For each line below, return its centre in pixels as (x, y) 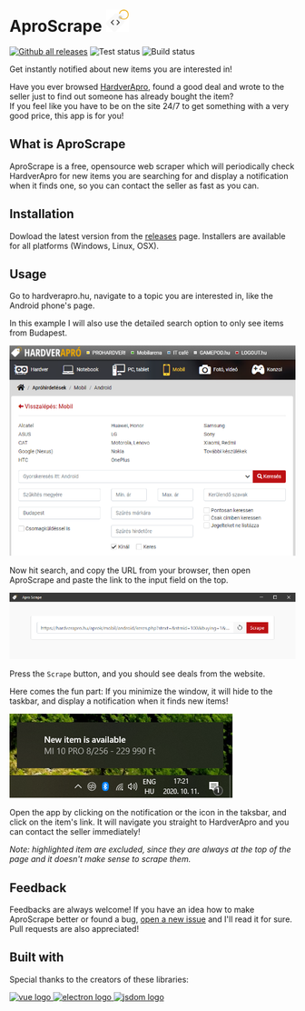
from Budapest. (39, 333)
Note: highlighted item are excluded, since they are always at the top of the (151, 849)
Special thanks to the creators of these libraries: (99, 979)
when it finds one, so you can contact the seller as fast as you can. (134, 185)
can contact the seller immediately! (75, 832)
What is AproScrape (68, 144)
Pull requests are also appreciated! (74, 929)
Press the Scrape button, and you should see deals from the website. (138, 674)
